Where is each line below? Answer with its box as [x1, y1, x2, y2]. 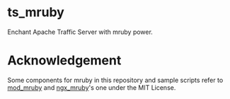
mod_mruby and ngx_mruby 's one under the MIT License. [7, 83, 176, 92]
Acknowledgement [7, 52, 122, 69]
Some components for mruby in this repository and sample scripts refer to [7, 76, 224, 84]
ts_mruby [7, 4, 65, 21]
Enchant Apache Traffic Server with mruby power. [7, 28, 154, 36]
